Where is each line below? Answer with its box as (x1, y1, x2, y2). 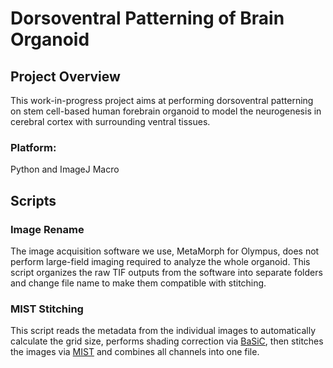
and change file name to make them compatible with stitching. (10, 277, 267, 289)
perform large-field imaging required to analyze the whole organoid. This (10, 255, 311, 267)
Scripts (10, 192, 57, 209)
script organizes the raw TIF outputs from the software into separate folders (10, 266, 323, 278)
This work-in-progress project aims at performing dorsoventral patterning (10, 95, 314, 106)
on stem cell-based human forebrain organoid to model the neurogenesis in (10, 105, 322, 117)
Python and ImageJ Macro (10, 163, 120, 176)
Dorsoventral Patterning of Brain (10, 7, 285, 30)
